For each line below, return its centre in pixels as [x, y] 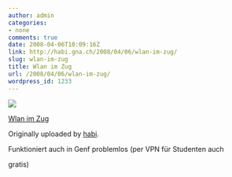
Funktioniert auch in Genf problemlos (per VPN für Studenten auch [116, 149]
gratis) [19, 164]
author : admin [31, 15]
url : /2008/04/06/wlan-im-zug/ [59, 74]
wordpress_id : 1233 [40, 81]
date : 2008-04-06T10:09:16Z [54, 45]
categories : [28, 23]
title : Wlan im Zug [40, 67]
